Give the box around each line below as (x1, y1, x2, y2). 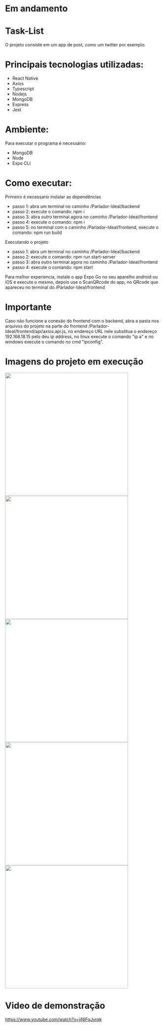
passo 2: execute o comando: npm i (12, 208, 85, 214)
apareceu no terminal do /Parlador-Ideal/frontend (5, 284, 105, 290)
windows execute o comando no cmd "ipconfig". (5, 338, 104, 345)
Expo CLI (12, 161, 31, 166)
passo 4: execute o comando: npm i (12, 219, 85, 225)
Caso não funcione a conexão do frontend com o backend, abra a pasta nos (5, 318, 160, 324)
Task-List (5, 26, 44, 37)
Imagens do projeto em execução (5, 356, 144, 367)
